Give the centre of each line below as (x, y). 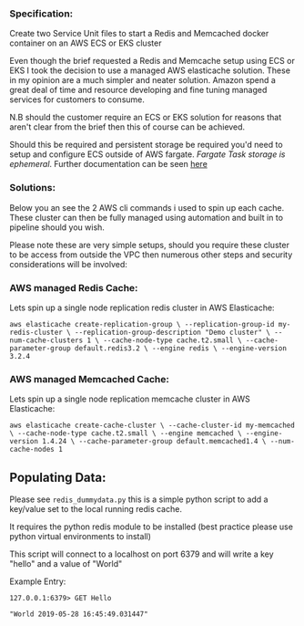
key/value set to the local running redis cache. (96, 509)
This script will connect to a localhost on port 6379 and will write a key (142, 554)
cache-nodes (32, 450)
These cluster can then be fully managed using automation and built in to (147, 217)
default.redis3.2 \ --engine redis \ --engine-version (180, 348)
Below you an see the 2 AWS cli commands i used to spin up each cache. (147, 207)
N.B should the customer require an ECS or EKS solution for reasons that (146, 118)
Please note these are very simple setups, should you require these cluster (149, 245)
